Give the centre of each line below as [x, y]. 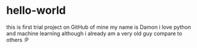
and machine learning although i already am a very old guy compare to [94, 33]
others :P [18, 40]
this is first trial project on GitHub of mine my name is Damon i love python [99, 27]
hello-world [36, 10]
